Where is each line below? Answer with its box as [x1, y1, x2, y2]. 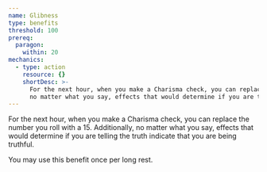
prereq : [8, 33, 34, 42]
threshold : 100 [8, 26, 59, 34]
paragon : [15, 41, 44, 49]
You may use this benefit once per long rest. [8, 155, 153, 165]
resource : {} [22, 71, 66, 78]
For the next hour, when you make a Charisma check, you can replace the [8, 114, 250, 124]
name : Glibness [8, 11, 59, 20]
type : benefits [8, 19, 59, 27]
